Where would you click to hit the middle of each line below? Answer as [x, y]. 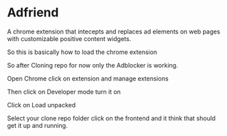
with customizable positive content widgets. [69, 38]
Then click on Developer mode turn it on [64, 92]
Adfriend [33, 13]
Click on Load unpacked [41, 105]
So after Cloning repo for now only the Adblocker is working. [93, 65]
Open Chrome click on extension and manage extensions [88, 78]
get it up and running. [37, 125]
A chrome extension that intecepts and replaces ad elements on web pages [114, 31]
